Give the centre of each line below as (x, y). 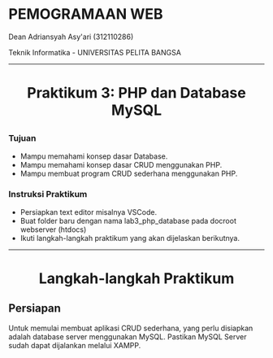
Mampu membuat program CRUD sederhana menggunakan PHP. (129, 173)
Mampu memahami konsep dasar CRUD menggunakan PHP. (121, 164)
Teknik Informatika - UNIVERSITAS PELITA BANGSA (95, 52)
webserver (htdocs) (53, 229)
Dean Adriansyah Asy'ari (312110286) (71, 37)
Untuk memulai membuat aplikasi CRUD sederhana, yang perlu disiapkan (131, 328)
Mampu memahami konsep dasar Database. (94, 156)
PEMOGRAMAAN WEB (86, 14)
